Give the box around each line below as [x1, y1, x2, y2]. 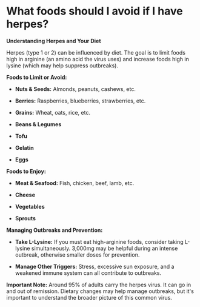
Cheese [15, 191, 35, 198]
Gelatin [15, 144, 35, 151]
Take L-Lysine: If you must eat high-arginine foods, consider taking [15, 238, 184, 245]
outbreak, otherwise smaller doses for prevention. [15, 251, 140, 258]
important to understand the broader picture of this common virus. [6, 294, 173, 301]
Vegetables [15, 203, 45, 210]
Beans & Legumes [15, 120, 62, 128]
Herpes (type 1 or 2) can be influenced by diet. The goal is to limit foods [6, 49, 186, 56]
